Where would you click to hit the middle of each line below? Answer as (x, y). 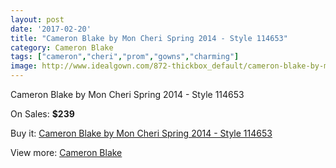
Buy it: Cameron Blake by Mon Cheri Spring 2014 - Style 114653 (141, 133)
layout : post (37, 19)
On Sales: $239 (42, 114)
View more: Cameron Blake (66, 152)
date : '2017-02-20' (51, 29)
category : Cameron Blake (62, 47)
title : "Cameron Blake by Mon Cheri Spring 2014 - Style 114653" (149, 38)
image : (24, 66)
